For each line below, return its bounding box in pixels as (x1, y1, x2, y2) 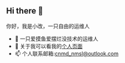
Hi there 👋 (6, 6, 43, 16)
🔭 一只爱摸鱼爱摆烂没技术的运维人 (14, 35, 98, 42)
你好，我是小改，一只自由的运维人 (6, 22, 90, 30)
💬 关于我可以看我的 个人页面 (14, 42, 83, 49)
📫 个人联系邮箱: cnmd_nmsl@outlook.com (14, 50, 119, 57)
